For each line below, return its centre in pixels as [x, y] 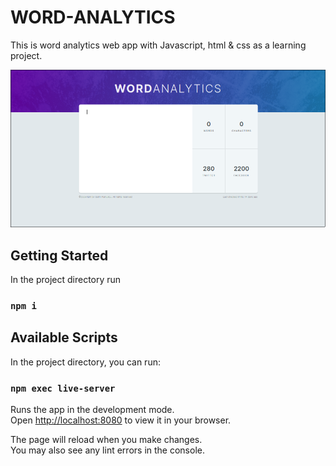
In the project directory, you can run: [85, 362]
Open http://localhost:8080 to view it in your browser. [121, 420]
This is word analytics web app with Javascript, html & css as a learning [158, 45]
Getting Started [59, 255]
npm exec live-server [63, 388]
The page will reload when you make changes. [106, 440]
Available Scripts [64, 337]
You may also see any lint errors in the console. [107, 450]
